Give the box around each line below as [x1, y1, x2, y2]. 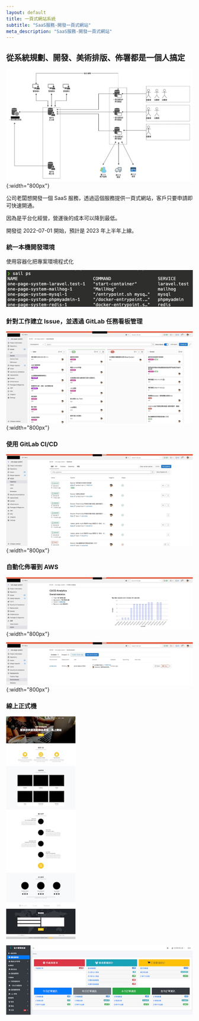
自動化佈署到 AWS [6, 563, 59, 571]
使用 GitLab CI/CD [6, 440, 58, 448]
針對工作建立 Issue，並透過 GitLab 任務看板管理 [6, 317, 143, 325]
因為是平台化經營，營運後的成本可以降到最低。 [6, 214, 120, 221]
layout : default [6, 9, 46, 15]
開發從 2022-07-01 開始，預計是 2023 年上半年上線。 [6, 227, 137, 234]
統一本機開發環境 [6, 243, 55, 252]
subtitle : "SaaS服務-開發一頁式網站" [6, 22, 91, 28]
